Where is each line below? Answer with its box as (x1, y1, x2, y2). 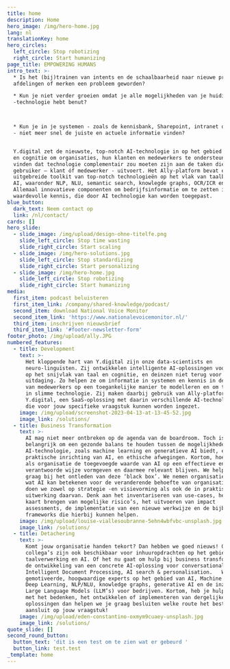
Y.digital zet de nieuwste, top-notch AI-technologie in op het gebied (13, 148, 222, 155)
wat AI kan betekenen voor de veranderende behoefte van (25, 479, 192, 487)
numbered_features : (7, 339, 63, 346)
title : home (7, 10, 41, 17)
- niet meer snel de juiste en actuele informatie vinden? (13, 130, 186, 136)
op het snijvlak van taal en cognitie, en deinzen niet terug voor (25, 371, 222, 378)
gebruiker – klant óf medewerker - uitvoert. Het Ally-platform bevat (13, 167, 219, 174)
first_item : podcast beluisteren (13, 295, 109, 302)
